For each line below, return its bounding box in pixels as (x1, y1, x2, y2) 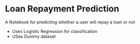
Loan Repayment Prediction (5, 3, 120, 14)
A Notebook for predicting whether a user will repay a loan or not (5, 19, 135, 25)
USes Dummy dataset (12, 33, 56, 39)
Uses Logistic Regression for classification (12, 28, 98, 34)
